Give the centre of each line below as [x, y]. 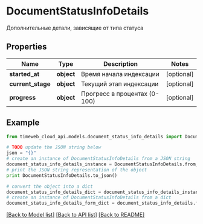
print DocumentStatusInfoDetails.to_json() [62, 175]
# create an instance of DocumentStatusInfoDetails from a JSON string [98, 159]
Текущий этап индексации [120, 84]
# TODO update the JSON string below [54, 147]
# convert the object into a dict [50, 186]
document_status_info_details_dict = [54, 192]
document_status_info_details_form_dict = [60, 203]
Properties [27, 47]
